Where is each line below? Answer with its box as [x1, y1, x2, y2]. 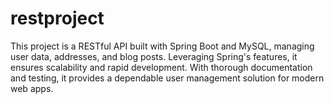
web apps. [10, 82, 54, 94]
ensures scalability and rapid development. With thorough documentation [10, 61, 313, 73]
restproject [10, 7, 105, 30]
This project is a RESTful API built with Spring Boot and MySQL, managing [10, 40, 315, 52]
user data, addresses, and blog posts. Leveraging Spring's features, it [10, 50, 298, 62]
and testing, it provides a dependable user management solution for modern [10, 72, 325, 84]
